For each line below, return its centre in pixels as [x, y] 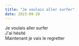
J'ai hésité [15, 33]
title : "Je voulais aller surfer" [40, 9]
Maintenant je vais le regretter [35, 38]
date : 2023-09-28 [23, 14]
